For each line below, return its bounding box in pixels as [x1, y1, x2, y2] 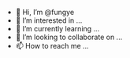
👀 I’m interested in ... [15, 16, 83, 25]
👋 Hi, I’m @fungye [15, 8, 75, 16]
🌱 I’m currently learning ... [15, 24, 100, 33]
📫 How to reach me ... [15, 42, 89, 50]
